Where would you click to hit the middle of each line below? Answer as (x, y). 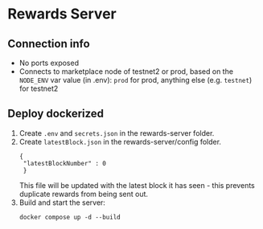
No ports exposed (49, 63)
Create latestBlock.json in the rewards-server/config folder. (120, 141)
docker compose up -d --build (70, 217)
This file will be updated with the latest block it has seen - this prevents (137, 185)
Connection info (49, 44)
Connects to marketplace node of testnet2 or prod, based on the (126, 72)
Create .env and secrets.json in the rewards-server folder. (117, 133)
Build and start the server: (62, 202)
